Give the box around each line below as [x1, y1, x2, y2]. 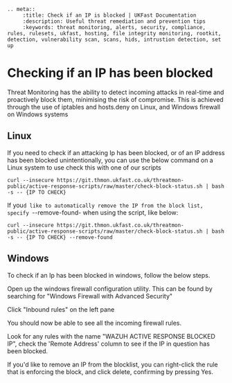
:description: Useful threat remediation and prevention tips [22, 18, 206, 25]
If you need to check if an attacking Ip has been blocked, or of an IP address [7, 148, 225, 157]
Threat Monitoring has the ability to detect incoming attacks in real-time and [7, 88, 224, 96]
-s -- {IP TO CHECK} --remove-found [7, 233, 113, 241]
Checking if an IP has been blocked [7, 65, 213, 81]
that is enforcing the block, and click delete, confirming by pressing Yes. [7, 367, 213, 376]
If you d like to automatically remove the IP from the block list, [7, 201, 204, 209]
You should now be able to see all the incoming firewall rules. [7, 319, 182, 327]
